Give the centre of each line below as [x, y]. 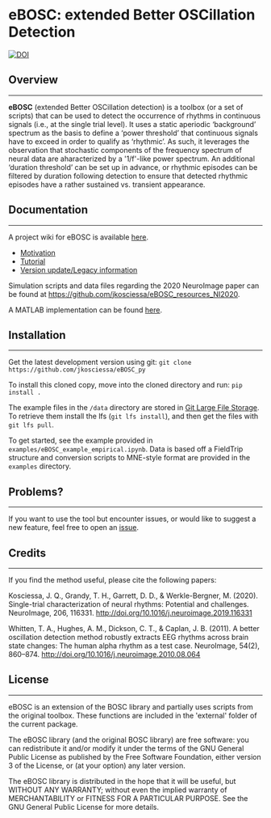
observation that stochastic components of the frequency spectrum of [125, 150]
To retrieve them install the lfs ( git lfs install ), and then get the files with [133, 416]
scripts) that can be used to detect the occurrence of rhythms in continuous [134, 116]
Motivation [38, 252]
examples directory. [40, 466]
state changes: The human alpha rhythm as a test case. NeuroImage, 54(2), [134, 646]
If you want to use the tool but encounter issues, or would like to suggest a [132, 519]
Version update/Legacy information [79, 269]
